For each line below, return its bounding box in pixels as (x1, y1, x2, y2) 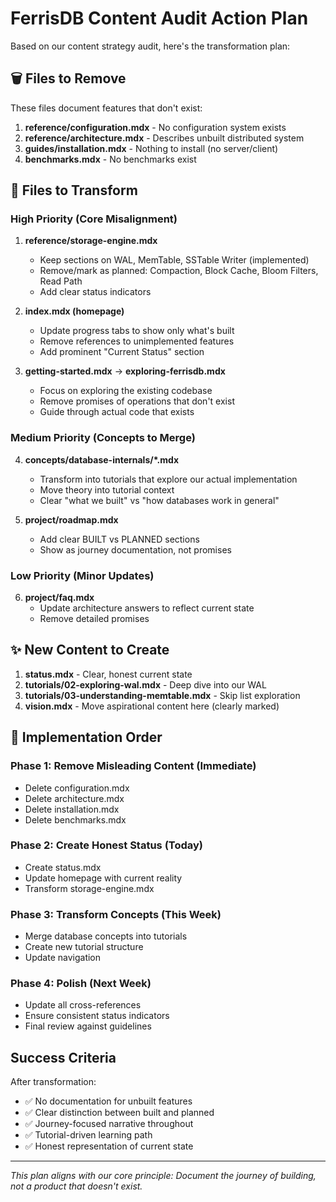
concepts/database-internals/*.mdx (24, 453, 180, 466)
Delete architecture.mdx (24, 792, 125, 804)
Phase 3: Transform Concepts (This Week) (10, 907, 222, 921)
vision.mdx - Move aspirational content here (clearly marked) (24, 700, 280, 712)
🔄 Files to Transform (10, 182, 138, 199)
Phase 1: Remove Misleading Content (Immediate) (10, 759, 257, 773)
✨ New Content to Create (10, 642, 170, 659)
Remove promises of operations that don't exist (39, 395, 235, 407)
